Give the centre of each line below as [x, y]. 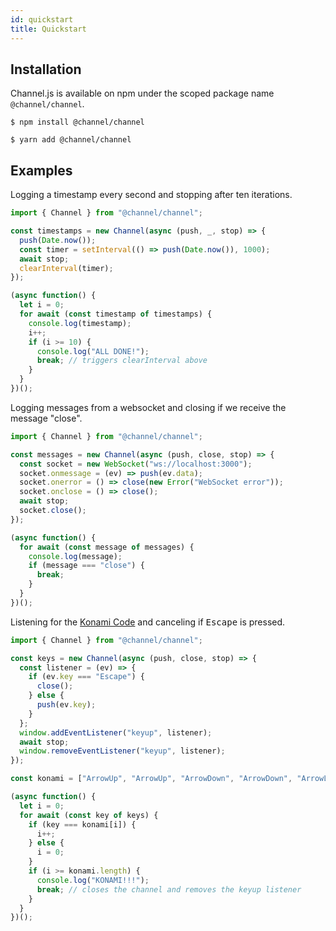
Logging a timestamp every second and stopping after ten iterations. [151, 195]
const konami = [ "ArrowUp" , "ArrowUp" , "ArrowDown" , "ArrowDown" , [151, 779]
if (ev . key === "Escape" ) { [86, 677]
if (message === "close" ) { [86, 566]
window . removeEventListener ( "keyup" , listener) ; [122, 751]
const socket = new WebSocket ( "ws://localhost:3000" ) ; [136, 464]
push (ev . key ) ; [66, 705]
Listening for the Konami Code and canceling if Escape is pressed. [148, 622]
